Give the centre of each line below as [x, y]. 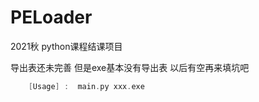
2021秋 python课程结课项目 [66, 46]
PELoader [51, 17]
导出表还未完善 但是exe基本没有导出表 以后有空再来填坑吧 [130, 67]
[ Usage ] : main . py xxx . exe [86, 86]
